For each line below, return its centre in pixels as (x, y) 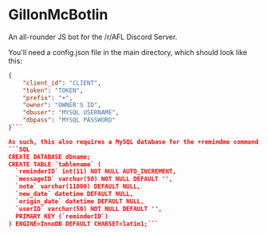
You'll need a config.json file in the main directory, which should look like (128, 52)
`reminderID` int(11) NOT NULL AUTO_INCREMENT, (96, 172)
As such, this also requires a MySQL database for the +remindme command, (135, 141)
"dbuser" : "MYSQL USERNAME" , (71, 113)
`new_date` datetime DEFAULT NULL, (75, 194)
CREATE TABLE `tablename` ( (55, 164)
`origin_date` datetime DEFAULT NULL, (80, 201)
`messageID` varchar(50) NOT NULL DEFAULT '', (94, 179)
